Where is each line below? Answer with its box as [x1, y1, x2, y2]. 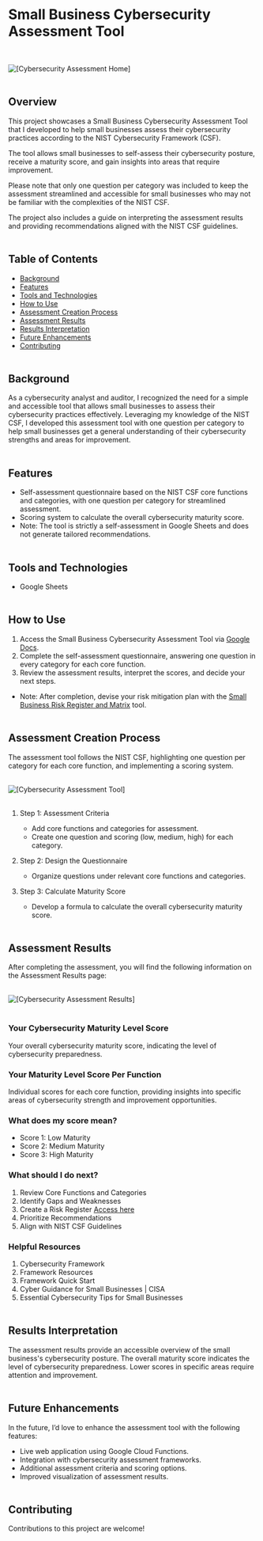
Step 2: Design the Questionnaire [19, 856, 128, 865]
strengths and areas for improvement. [8, 435, 132, 445]
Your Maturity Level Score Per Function [8, 1068, 162, 1080]
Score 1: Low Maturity [19, 1133, 91, 1143]
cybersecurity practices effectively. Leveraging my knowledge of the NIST [8, 410, 250, 419]
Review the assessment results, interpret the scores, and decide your [19, 667, 246, 678]
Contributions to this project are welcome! [8, 1524, 145, 1533]
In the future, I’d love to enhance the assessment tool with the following [8, 1422, 241, 1432]
